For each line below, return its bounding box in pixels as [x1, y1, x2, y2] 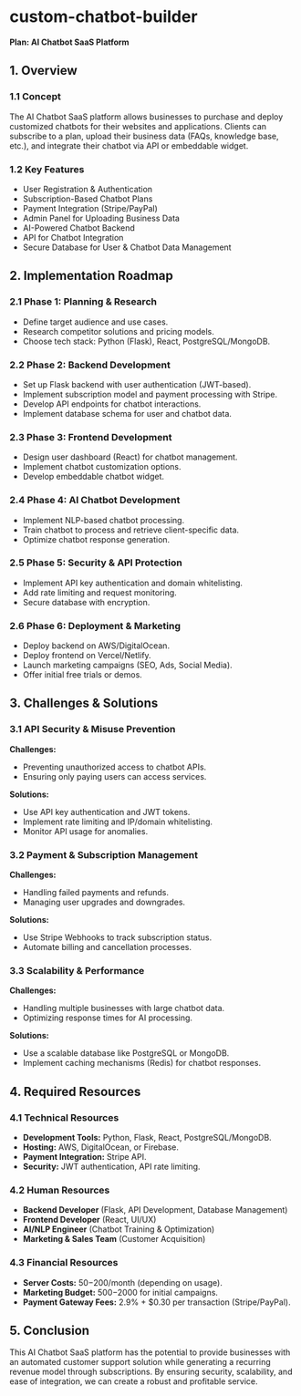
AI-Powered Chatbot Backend [22, 222, 135, 233]
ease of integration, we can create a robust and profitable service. [9, 1376, 258, 1387]
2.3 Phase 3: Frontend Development [9, 430, 172, 443]
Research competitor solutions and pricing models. [22, 326, 214, 336]
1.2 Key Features [9, 162, 85, 175]
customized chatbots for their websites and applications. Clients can [9, 120, 267, 131]
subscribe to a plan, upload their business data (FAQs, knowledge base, [9, 130, 280, 141]
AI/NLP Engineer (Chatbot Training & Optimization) [22, 1224, 215, 1235]
